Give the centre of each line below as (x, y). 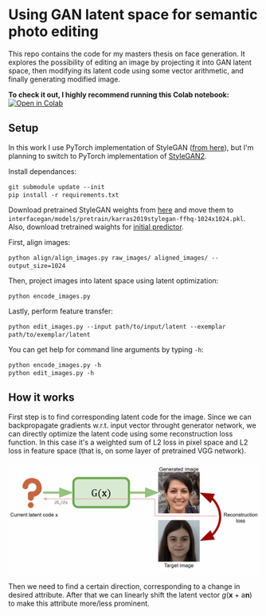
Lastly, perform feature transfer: (61, 311)
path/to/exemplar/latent (49, 334)
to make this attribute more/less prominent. (79, 603)
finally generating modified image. (65, 79)
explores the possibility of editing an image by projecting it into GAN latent (130, 62)
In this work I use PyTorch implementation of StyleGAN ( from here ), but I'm (131, 147)
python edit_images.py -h (51, 373)
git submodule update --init (57, 187)
